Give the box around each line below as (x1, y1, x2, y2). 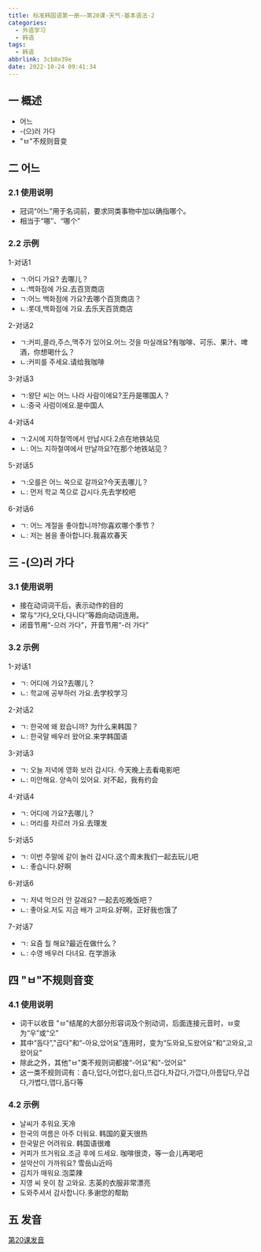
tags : (8, 41, 26, 49)
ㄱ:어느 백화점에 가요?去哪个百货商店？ (19, 293, 142, 304)
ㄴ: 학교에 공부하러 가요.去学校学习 (19, 687, 128, 698)
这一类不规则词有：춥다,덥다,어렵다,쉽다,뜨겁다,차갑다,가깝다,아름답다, (19, 1068, 237, 1077)
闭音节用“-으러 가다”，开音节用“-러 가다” (19, 620, 149, 630)
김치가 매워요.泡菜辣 (19, 1168, 83, 1177)
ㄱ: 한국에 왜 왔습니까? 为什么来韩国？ (19, 721, 139, 731)
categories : (8, 19, 47, 27)
